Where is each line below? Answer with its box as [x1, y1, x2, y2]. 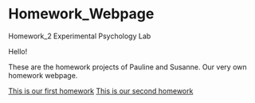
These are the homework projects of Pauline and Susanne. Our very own [8, 61, 247, 72]
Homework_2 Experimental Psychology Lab [8, 31, 151, 41]
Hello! [8, 46, 28, 56]
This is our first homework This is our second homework [8, 85, 194, 96]
